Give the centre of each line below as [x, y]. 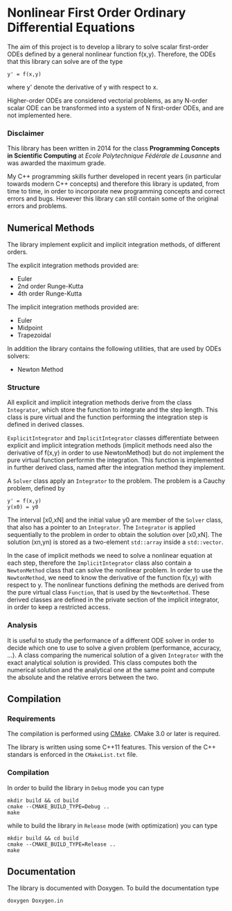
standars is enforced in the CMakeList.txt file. [72, 755]
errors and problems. [37, 206]
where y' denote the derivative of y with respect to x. [83, 87]
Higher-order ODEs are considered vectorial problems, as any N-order [107, 100]
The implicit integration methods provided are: [73, 307]
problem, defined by [36, 488]
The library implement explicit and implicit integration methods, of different [114, 245]
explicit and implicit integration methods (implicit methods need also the [110, 445]
